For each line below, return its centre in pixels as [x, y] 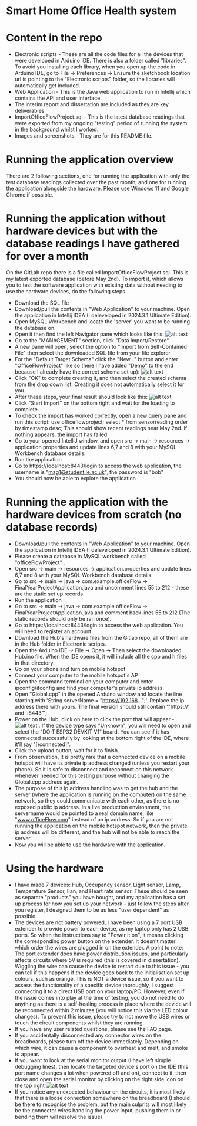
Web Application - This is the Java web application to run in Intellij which [102, 92]
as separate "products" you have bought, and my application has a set [100, 897]
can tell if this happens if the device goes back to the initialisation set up [102, 973]
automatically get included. [47, 86]
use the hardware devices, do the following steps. [66, 291]
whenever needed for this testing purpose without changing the [92, 775]
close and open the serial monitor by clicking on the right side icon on [99, 1079]
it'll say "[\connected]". [42, 744]
